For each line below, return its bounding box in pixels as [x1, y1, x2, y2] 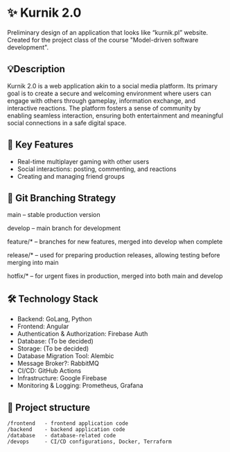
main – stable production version [7, 211, 100, 219]
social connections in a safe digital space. [7, 118, 127, 127]
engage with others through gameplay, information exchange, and [7, 96, 196, 105]
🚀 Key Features [7, 139, 74, 151]
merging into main [7, 259, 59, 267]
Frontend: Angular [17, 322, 69, 331]
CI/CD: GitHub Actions [17, 366, 82, 375]
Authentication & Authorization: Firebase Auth [17, 330, 148, 338]
